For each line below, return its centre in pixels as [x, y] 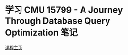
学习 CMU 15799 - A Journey [64, 10]
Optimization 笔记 [42, 33]
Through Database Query [58, 21]
